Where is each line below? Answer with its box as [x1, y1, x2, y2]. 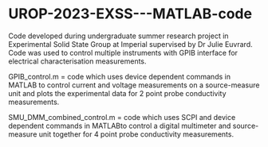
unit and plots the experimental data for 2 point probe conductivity [8, 88, 227, 98]
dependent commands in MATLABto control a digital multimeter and [8, 121, 231, 130]
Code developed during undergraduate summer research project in [8, 31, 229, 41]
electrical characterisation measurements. [8, 56, 147, 66]
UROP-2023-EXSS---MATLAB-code [8, 5, 253, 23]
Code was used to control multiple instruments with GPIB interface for [8, 48, 238, 57]
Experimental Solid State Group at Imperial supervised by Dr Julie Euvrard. [8, 39, 253, 48]
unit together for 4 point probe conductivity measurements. [38, 129, 234, 139]
